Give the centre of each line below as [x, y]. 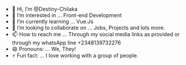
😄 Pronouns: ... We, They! [44, 49]
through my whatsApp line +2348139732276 [66, 43]
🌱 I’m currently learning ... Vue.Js [53, 21]
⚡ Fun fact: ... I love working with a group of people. [75, 55]
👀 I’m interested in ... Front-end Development [67, 15]
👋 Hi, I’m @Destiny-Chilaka [45, 9]
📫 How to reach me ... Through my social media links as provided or [96, 34]
